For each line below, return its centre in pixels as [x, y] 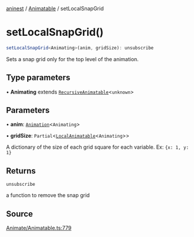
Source [20, 214]
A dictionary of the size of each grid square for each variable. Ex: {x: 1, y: [98, 147]
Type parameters [38, 78]
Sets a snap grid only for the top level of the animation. [73, 59]
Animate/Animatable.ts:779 [39, 228]
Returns [21, 171]
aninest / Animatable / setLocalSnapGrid [55, 9]
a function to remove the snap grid [48, 195]
